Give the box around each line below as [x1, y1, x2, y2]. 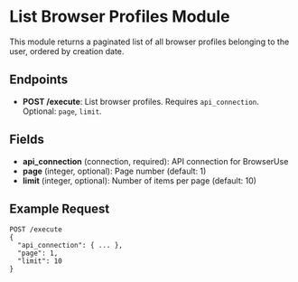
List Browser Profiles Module [9, 6, 230, 27]
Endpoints [9, 72, 69, 88]
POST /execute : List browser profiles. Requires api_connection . [22, 96, 260, 107]
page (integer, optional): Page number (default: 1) [22, 165, 207, 176]
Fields [9, 132, 45, 147]
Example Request [9, 201, 110, 216]
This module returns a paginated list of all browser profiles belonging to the [9, 36, 290, 47]
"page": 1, [17, 249, 59, 258]
